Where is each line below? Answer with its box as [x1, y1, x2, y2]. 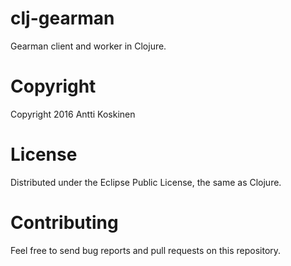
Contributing [10, 212, 119, 234]
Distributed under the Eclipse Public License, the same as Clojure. [10, 176, 282, 188]
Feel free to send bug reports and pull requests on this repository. [10, 244, 282, 256]
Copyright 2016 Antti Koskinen [10, 108, 136, 120]
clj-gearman [10, 7, 115, 30]
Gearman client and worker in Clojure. [10, 40, 167, 52]
